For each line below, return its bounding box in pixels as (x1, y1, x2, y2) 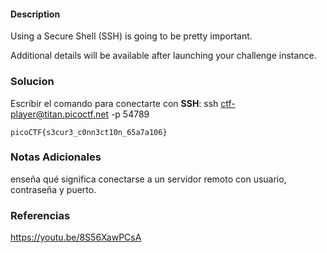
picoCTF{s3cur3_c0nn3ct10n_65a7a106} (10, 127, 168, 137)
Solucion (10, 75, 55, 89)
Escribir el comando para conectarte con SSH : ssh (10, 97, 219, 109)
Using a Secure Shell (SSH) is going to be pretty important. (10, 30, 253, 42)
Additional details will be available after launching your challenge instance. (10, 50, 317, 62)
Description (10, 8, 61, 20)
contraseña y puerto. (10, 183, 97, 195)
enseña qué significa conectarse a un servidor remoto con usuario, (10, 173, 287, 185)
